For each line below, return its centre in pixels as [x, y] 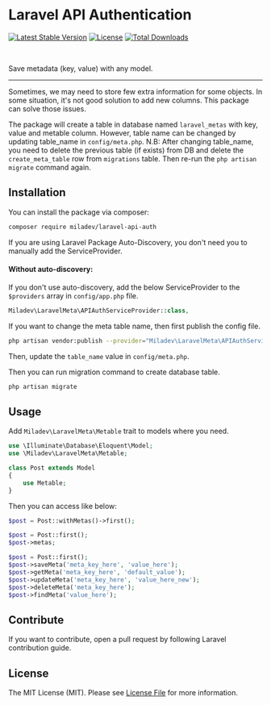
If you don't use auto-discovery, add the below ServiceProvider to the [124, 287]
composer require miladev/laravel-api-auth [83, 227]
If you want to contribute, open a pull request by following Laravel [117, 640]
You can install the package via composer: [79, 212]
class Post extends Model [52, 468]
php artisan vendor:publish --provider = [77, 340]
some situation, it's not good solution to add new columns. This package [129, 100]
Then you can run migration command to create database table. [114, 372]
